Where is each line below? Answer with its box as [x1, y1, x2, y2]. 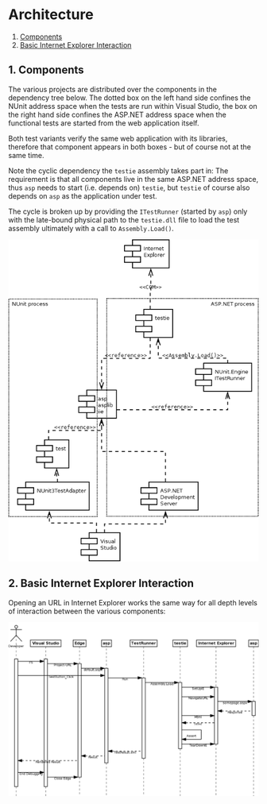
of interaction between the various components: [8, 606, 166, 616]
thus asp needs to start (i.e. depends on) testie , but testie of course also [8, 183, 250, 192]
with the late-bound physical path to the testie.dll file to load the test [8, 215, 240, 224]
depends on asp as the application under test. [8, 191, 157, 200]
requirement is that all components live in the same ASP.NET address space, [8, 174, 259, 184]
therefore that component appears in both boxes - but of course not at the [8, 141, 252, 152]
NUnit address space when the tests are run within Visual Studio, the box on [8, 101, 257, 110]
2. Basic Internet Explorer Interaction [8, 577, 195, 590]
